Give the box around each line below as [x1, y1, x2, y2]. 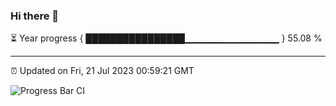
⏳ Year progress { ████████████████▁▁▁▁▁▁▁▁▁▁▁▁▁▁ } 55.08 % [10, 32, 323, 44]
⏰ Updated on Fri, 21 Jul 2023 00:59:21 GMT [10, 65, 195, 77]
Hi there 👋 [10, 9, 60, 23]
